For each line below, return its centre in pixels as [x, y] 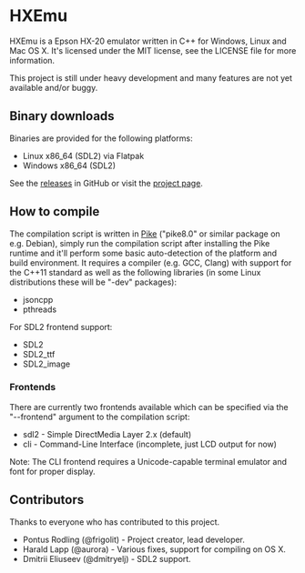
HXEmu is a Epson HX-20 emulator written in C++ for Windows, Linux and [148, 41]
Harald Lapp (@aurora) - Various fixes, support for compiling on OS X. [154, 549]
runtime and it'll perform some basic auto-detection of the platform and [143, 253]
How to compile [55, 211]
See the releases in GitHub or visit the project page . [106, 183]
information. [32, 60]
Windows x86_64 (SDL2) [69, 166]
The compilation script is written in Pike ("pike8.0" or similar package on [145, 234]
